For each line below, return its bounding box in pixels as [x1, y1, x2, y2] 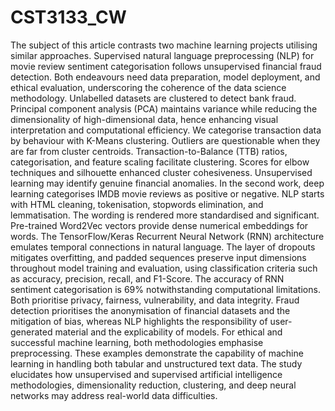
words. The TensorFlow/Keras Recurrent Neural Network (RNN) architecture [10, 230, 325, 242]
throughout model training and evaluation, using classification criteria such [10, 262, 318, 274]
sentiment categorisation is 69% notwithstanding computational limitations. [10, 283, 321, 295]
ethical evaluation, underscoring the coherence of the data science [10, 81, 287, 93]
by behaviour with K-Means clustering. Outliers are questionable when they [10, 134, 321, 146]
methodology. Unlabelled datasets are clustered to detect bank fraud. [10, 92, 297, 104]
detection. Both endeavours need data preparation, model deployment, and [10, 71, 321, 83]
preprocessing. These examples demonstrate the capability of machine [10, 347, 304, 359]
